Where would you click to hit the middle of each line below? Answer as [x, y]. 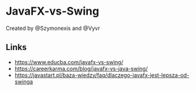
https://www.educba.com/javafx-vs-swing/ [69, 62]
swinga [24, 81]
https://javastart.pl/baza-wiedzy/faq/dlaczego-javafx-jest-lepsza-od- [102, 75]
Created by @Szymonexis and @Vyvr [53, 28]
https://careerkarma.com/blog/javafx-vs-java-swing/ [81, 68]
